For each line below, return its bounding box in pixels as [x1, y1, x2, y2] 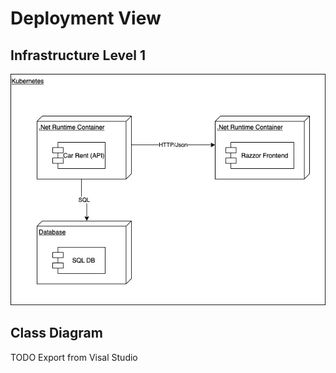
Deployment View [10, 7, 162, 30]
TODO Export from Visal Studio [10, 351, 138, 363]
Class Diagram [10, 325, 103, 342]
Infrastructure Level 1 [10, 47, 146, 64]
